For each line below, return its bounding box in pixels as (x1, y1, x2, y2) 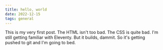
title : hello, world (5, 7, 47, 12)
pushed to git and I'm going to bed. (5, 40, 76, 46)
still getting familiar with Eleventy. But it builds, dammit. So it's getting (5, 34, 145, 40)
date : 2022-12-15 (5, 12, 41, 17)
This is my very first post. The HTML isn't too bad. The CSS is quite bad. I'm (5, 30, 159, 35)
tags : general (5, 16, 34, 21)
